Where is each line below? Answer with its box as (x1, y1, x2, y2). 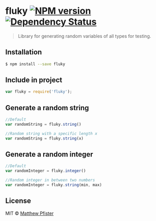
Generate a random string (5, 103, 89, 112)
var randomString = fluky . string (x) (5, 136, 84, 141)
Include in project (5, 76, 63, 85)
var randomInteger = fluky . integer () (5, 168, 86, 174)
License (5, 196, 31, 205)
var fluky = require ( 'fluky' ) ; (5, 89, 72, 94)
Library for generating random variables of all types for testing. (17, 33, 151, 39)
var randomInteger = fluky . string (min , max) (5, 183, 102, 188)
